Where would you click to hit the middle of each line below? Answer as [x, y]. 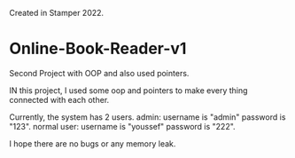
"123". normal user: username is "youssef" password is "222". [123, 126]
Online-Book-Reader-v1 [98, 49]
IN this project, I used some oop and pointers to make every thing [128, 90]
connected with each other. [59, 99]
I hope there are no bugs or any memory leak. [93, 143]
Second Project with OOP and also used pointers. [99, 73]
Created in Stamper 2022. [57, 13]
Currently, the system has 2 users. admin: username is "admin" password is [147, 117]
